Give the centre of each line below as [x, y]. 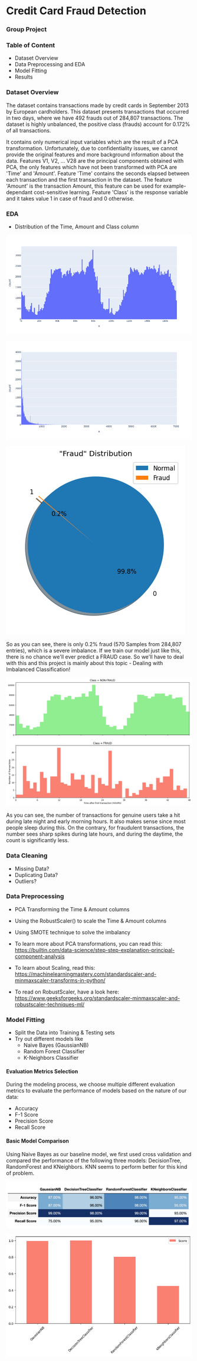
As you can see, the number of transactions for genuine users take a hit [93, 815]
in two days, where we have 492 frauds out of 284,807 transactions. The [95, 118]
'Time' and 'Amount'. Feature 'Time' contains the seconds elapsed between [98, 173]
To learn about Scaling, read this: [55, 967]
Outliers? [26, 881]
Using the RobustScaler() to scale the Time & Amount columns [91, 921]
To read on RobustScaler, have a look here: [67, 992]
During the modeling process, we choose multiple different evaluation [91, 1085]
